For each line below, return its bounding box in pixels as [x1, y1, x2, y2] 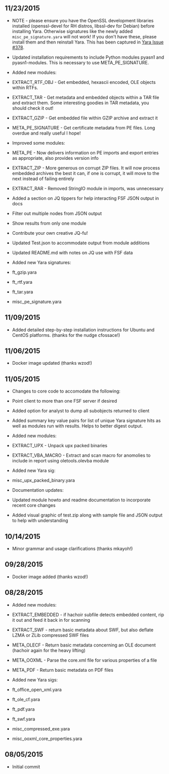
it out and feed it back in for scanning [12, 617, 91, 623]
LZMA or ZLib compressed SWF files [12, 632, 89, 638]
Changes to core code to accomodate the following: [12, 388, 121, 394]
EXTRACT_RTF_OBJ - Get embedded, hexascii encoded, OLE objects [12, 79, 156, 85]
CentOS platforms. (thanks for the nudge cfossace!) [12, 332, 120, 338]
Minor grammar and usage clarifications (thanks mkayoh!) [12, 546, 133, 552]
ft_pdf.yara [12, 706, 35, 712]
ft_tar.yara [12, 288, 33, 295]
